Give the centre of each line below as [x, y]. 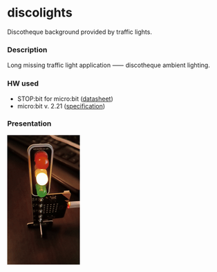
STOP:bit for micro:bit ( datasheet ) [65, 99]
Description [27, 50]
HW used [23, 84]
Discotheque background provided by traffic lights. [79, 32]
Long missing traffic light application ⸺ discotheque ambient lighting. [109, 65]
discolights [40, 13]
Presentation [29, 124]
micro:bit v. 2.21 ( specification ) [61, 106]
